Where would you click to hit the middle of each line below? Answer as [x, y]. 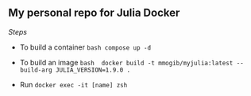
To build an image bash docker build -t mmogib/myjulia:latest [126, 62]
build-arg [36, 70]
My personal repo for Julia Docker [94, 13]
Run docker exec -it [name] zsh [73, 84]
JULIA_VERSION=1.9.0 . [93, 70]
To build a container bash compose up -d [85, 47]
